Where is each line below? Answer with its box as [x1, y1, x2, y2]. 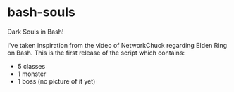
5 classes [17, 62, 46, 70]
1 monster [17, 70, 47, 78]
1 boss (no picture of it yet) [17, 77, 96, 85]
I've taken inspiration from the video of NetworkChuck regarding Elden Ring [7, 41, 228, 49]
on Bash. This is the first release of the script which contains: [7, 48, 185, 57]
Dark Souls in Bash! [7, 27, 64, 36]
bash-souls [7, 4, 75, 20]
